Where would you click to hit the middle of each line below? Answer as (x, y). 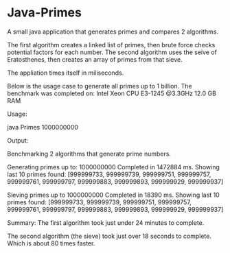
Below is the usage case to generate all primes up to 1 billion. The (100, 86)
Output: (18, 140)
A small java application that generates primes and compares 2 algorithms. (113, 32)
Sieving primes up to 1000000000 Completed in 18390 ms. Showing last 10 (113, 195)
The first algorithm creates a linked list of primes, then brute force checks (111, 45)
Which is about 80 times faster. (51, 243)
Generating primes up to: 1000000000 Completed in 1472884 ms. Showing (113, 167)
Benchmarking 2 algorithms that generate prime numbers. (89, 154)
